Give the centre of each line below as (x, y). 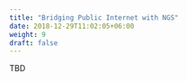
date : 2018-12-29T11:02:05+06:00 (72, 26)
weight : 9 (28, 34)
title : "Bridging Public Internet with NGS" (94, 18)
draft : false (34, 43)
